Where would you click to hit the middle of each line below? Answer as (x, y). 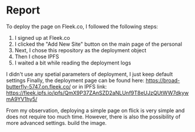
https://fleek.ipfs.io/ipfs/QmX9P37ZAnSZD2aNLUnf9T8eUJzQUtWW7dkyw (97, 93)
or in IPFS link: (90, 86)
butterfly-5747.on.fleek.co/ (39, 86)
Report (23, 10)
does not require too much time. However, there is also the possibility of (93, 116)
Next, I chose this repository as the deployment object (80, 50)
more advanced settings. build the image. (57, 123)
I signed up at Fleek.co (42, 38)
